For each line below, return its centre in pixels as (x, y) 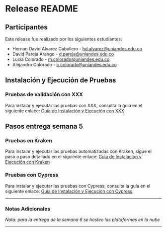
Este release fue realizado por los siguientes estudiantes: (64, 39)
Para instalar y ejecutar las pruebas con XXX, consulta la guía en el (74, 105)
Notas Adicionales (28, 209)
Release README (42, 9)
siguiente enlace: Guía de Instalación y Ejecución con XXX (65, 111)
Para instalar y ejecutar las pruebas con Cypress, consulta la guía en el (78, 186)
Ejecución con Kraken (28, 162)
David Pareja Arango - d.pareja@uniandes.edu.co (63, 54)
